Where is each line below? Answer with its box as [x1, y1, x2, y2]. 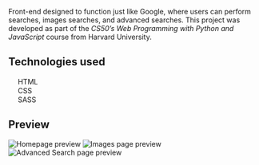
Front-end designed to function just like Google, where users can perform [8, 7, 252, 16]
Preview [8, 118, 50, 132]
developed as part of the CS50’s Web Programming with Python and [8, 24, 234, 33]
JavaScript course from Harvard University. [8, 32, 152, 41]
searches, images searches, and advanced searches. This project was [8, 15, 241, 25]
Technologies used [8, 55, 106, 69]
